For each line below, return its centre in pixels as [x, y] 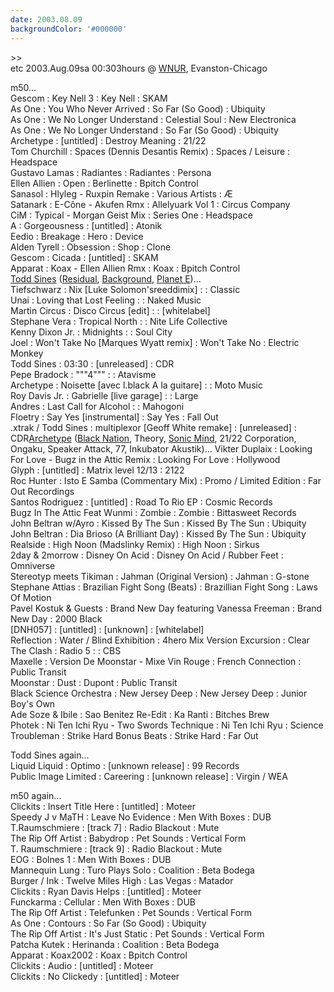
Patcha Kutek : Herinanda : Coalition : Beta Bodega [115, 944]
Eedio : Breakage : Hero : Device [77, 236]
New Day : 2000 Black [56, 618]
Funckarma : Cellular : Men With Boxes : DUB [103, 902]
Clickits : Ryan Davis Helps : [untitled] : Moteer [106, 891]
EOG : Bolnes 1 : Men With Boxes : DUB [91, 859]
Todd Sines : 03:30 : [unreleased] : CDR [92, 363]
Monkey [27, 353]
